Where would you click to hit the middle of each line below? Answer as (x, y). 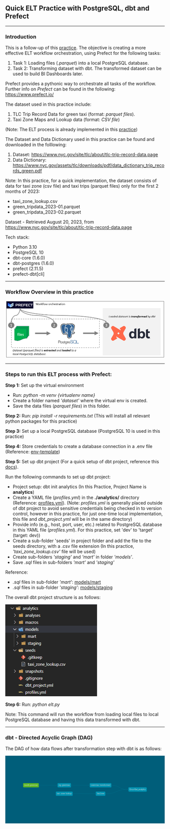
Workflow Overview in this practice (50, 292)
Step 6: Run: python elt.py (33, 704)
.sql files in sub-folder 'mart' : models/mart (57, 582)
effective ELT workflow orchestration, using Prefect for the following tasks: (83, 53)
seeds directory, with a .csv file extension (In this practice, (73, 546)
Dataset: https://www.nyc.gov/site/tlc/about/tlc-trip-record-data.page (85, 155)
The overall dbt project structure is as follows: (53, 597)
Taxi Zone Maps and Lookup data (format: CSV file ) (66, 120)
